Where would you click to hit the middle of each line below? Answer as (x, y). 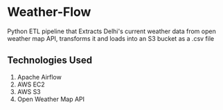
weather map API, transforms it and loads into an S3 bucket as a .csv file (111, 38)
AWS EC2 (31, 84)
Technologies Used (50, 61)
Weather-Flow (49, 12)
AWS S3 (29, 91)
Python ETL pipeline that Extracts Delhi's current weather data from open (111, 31)
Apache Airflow (39, 77)
